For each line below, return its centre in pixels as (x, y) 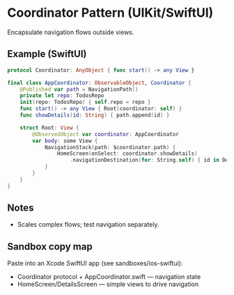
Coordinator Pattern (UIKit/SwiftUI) (110, 13)
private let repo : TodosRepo (62, 96)
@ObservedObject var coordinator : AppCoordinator (106, 134)
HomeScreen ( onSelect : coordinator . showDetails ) (127, 154)
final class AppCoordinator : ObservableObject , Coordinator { (99, 83)
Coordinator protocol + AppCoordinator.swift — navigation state (109, 277)
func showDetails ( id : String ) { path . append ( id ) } (95, 115)
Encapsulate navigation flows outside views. (71, 32)
